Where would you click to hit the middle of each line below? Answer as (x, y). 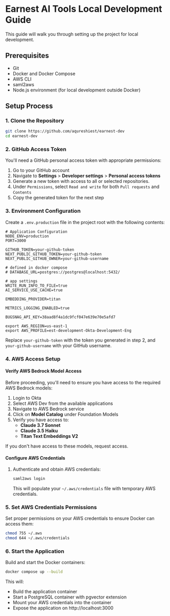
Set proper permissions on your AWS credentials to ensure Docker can (80, 518)
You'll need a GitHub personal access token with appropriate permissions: (83, 160)
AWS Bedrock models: (29, 388)
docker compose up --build (34, 572)
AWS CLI (22, 79)
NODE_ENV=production (27, 236)
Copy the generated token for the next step (58, 198)
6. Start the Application (35, 551)
